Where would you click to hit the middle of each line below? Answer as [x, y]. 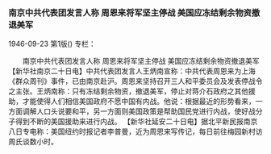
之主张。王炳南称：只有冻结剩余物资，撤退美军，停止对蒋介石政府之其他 [128, 91]
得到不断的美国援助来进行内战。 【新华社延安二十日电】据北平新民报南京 [136, 122]
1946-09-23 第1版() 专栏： [52, 44]
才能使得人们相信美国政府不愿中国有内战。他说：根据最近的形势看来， [139, 102]
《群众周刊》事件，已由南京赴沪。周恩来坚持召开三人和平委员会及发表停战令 [135, 81]
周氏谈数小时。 [33, 142]
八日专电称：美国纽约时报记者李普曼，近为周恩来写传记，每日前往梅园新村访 [135, 131]
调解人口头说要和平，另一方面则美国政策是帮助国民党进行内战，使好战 [139, 111]
